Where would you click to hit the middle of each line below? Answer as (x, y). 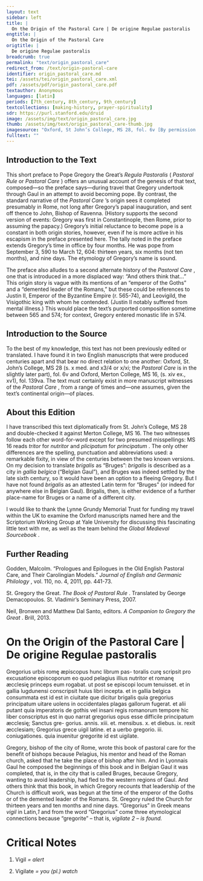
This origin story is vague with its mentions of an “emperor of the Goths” (96, 282)
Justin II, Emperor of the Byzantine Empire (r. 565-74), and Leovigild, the (96, 295)
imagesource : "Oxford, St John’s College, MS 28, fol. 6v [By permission (101, 130)
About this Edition (41, 412)
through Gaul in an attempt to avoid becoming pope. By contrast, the (92, 193)
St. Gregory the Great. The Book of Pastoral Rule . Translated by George (96, 593)
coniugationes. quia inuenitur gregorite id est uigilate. (72, 736)
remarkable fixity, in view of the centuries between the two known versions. (101, 459)
